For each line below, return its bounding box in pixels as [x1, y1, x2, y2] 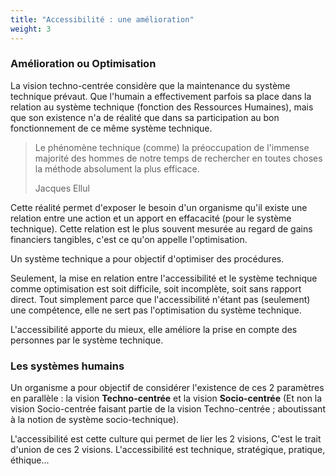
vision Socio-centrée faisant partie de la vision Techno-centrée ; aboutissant [10, 403, 326, 415]
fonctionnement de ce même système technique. [10, 122, 213, 134]
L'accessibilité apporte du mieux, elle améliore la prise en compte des [10, 323, 298, 335]
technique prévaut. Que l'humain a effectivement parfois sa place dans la [10, 90, 312, 102]
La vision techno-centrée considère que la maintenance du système [10, 79, 291, 91]
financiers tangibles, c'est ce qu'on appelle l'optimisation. [10, 233, 248, 245]
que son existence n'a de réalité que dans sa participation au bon [10, 111, 280, 123]
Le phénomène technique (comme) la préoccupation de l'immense [34, 141, 310, 153]
